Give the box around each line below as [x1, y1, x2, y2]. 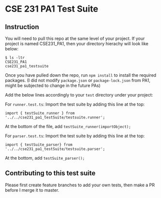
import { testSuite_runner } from [5, 111, 75, 115]
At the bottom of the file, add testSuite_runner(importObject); [5, 124, 131, 129]
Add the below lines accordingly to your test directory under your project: [5, 92, 153, 98]
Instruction [5, 23, 39, 31]
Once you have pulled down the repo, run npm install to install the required [5, 72, 157, 78]
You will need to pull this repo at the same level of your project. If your [5, 35, 145, 41]
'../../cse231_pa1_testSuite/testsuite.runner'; [5, 115, 105, 120]
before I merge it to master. [5, 187, 60, 193]
